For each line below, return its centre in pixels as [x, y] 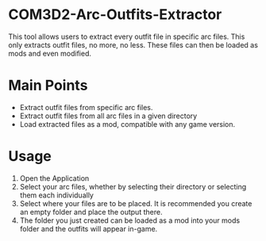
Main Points [48, 86]
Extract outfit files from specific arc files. [86, 107]
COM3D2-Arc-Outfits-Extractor [115, 15]
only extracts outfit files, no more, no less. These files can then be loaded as [133, 44]
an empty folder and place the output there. [91, 212]
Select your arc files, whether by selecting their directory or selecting [133, 186]
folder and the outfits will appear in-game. [89, 228]
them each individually [56, 195]
